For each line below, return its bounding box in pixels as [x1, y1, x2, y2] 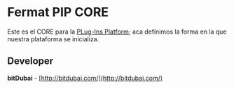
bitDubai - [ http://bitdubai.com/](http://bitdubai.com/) [7, 74, 163, 82]
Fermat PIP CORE [7, 4, 109, 20]
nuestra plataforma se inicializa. [7, 34, 99, 43]
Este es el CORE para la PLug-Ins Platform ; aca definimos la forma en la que [7, 27, 227, 36]
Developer [7, 55, 54, 67]
